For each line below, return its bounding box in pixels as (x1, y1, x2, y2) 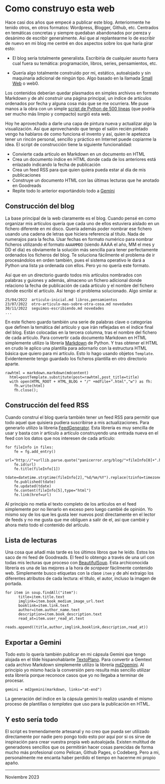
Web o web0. (12, 80, 39, 86)
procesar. (5, 677, 25, 684)
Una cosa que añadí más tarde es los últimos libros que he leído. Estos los (5, 549, 155, 555)
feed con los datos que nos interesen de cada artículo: (5, 435, 115, 441)
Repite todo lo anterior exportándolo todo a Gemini (12, 188, 115, 194)
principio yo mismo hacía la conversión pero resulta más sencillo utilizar (5, 667, 151, 673)
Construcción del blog (5, 202, 75, 210)
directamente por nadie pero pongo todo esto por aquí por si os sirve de (5, 734, 151, 740)
